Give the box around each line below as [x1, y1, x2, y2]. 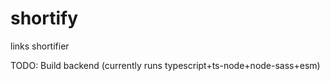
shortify [10, 7, 79, 30]
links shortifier [10, 40, 70, 52]
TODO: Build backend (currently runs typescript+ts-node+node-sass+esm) [10, 59, 321, 71]
